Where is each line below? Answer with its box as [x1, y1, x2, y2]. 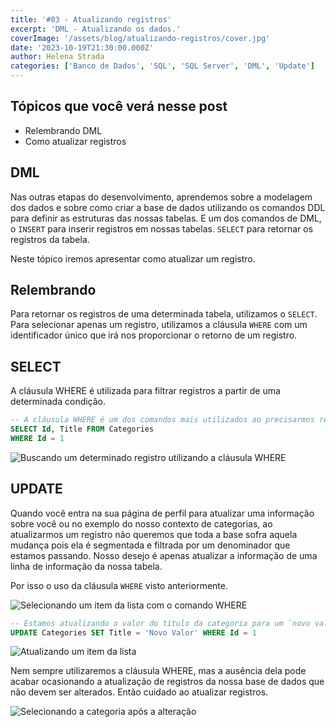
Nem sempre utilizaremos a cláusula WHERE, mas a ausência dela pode [10, 665, 307, 677]
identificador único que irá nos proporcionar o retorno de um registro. [10, 329, 298, 341]
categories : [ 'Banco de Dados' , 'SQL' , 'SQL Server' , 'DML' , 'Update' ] [10, 61, 315, 71]
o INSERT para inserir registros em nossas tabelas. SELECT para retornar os [10, 222, 314, 235]
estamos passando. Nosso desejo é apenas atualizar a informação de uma [10, 549, 318, 561]
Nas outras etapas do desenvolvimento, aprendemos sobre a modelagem [10, 191, 313, 203]
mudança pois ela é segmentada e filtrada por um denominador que [10, 539, 291, 551]
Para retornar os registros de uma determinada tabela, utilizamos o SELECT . [10, 308, 318, 320]
